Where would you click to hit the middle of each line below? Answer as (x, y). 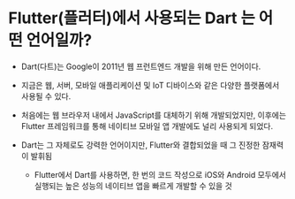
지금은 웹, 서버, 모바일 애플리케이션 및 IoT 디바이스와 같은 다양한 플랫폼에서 (150, 85)
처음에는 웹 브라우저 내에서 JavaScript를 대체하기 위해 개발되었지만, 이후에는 (154, 115)
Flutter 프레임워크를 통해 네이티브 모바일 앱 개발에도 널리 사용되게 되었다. (147, 126)
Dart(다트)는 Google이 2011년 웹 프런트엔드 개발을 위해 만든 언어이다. (141, 66)
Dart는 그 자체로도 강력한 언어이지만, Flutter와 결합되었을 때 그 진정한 (140, 145)
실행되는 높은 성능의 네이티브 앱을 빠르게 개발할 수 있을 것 (133, 186)
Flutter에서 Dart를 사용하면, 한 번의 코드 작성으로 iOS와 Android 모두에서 (160, 174)
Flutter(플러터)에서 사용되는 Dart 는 (132, 18)
